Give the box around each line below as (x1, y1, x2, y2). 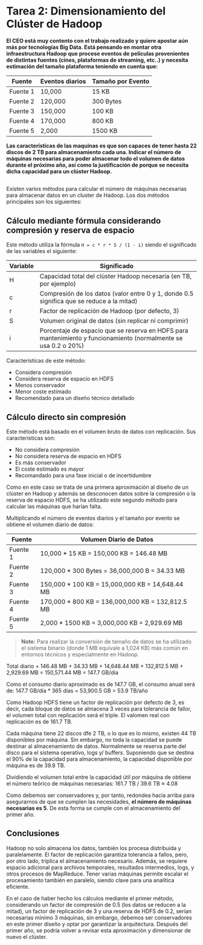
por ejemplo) (39, 280, 77, 288)
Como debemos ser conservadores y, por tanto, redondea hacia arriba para (6, 792, 195, 799)
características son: (6, 434, 56, 442)
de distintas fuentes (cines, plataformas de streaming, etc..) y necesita (6, 56, 188, 63)
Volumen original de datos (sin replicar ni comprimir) (39, 317, 189, 325)
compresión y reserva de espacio (6, 225, 135, 235)
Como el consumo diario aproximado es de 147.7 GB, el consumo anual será (6, 680, 195, 688)
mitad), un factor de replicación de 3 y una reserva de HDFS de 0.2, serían (6, 908, 192, 915)
